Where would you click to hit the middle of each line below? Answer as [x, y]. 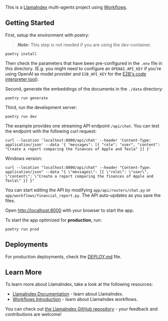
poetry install [21, 54]
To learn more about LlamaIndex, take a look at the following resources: [79, 284]
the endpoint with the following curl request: [51, 131]
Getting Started [30, 23]
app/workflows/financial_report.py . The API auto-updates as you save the [83, 195]
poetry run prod [22, 229]
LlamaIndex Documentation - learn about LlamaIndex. [68, 294]
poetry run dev [21, 116]
